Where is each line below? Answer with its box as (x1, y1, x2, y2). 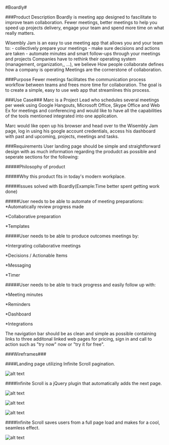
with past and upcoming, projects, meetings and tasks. (5, 134, 120, 139)
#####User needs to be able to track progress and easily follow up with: (5, 282, 156, 288)
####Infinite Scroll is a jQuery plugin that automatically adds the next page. (5, 380, 162, 386)
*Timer (5, 272, 20, 278)
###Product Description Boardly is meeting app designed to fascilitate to (5, 14, 157, 20)
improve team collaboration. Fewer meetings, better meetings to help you (5, 20, 157, 25)
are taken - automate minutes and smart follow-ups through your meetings (5, 50, 160, 56)
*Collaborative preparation (5, 214, 62, 219)
